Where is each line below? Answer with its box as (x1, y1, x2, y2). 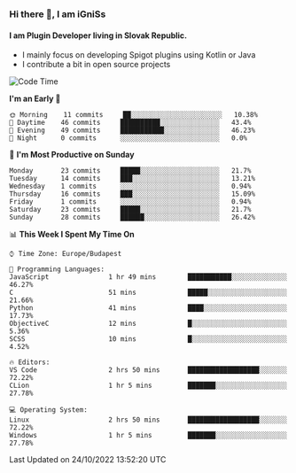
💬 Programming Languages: (9, 265, 105, 274)
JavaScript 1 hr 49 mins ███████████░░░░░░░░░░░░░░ (9, 273, 288, 282)
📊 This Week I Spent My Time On (9, 229, 135, 240)
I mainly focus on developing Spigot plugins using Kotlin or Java (21, 50, 256, 60)
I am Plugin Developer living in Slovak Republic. (9, 30, 188, 41)
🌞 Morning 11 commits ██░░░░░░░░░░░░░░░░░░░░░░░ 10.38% (9, 111, 259, 120)
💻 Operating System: (9, 406, 89, 415)
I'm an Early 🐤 (9, 93, 61, 105)
